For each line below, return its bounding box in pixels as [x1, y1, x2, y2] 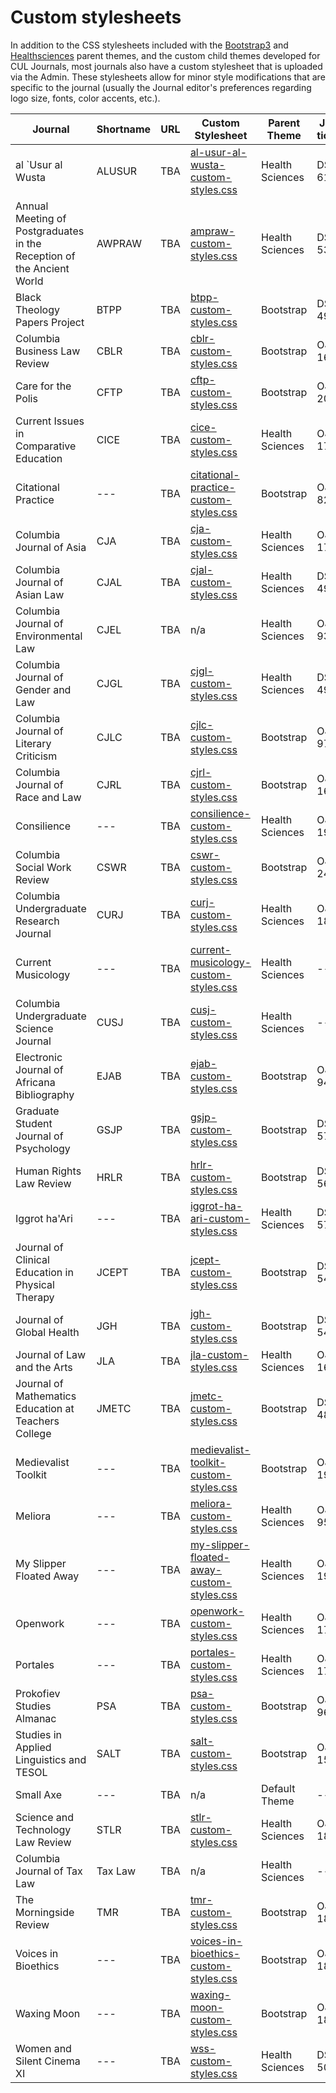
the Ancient [15, 261, 70, 275]
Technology [15, 1822, 72, 1836]
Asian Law [15, 587, 65, 601]
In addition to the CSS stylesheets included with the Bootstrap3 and [10, 39, 289, 51]
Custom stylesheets [10, 6, 182, 29]
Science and [15, 1810, 75, 1824]
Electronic [15, 1050, 63, 1064]
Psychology [15, 1141, 71, 1155]
